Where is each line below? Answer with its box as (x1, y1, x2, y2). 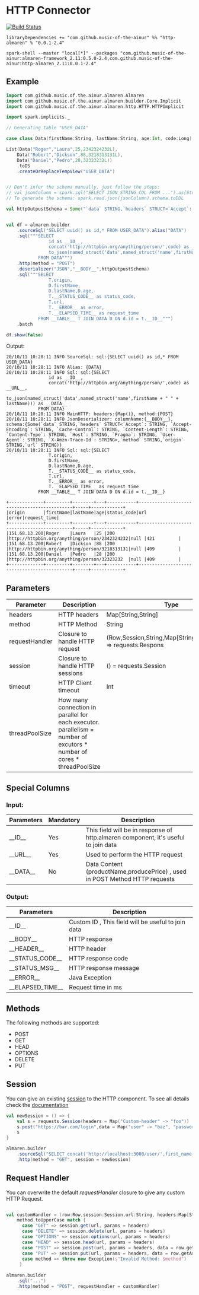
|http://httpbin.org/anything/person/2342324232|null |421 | (6, 536, 182, 542)
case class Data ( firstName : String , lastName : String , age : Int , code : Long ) (6, 136, 192, 142)
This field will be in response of (85, 826, 173, 834)
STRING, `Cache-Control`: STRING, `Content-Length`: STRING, (35, 427, 190, 433)
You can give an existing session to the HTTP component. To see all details (6, 1095, 190, 1102)
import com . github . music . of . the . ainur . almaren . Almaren (6, 93, 145, 98)
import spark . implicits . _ (6, 114, 70, 120)
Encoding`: (6, 427, 33, 433)
